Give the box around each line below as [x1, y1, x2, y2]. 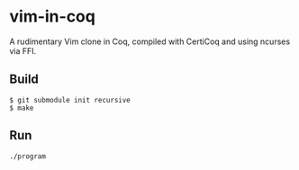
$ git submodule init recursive [9, 95, 131, 104]
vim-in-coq [9, 6, 96, 27]
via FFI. [9, 45, 37, 56]
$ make [9, 103, 34, 112]
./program [9, 151, 47, 161]
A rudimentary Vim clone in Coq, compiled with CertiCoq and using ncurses [9, 36, 291, 47]
